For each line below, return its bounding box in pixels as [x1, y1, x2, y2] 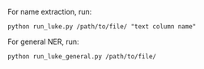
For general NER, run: [7, 37, 79, 46]
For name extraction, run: [7, 7, 92, 16]
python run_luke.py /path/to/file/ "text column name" [7, 23, 197, 31]
